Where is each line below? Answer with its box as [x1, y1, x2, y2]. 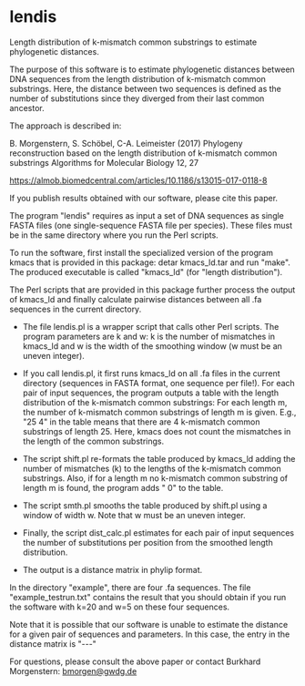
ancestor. [9, 102, 45, 113]
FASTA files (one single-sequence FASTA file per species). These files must [9, 220, 293, 230]
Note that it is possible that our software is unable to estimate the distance [9, 619, 289, 630]
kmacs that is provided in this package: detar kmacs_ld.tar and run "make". [9, 257, 291, 268]
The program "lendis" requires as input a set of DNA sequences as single [9, 210, 285, 220]
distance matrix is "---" [9, 638, 97, 649]
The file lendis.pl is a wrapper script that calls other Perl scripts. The [22, 321, 280, 332]
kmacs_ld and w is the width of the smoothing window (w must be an [22, 340, 282, 352]
